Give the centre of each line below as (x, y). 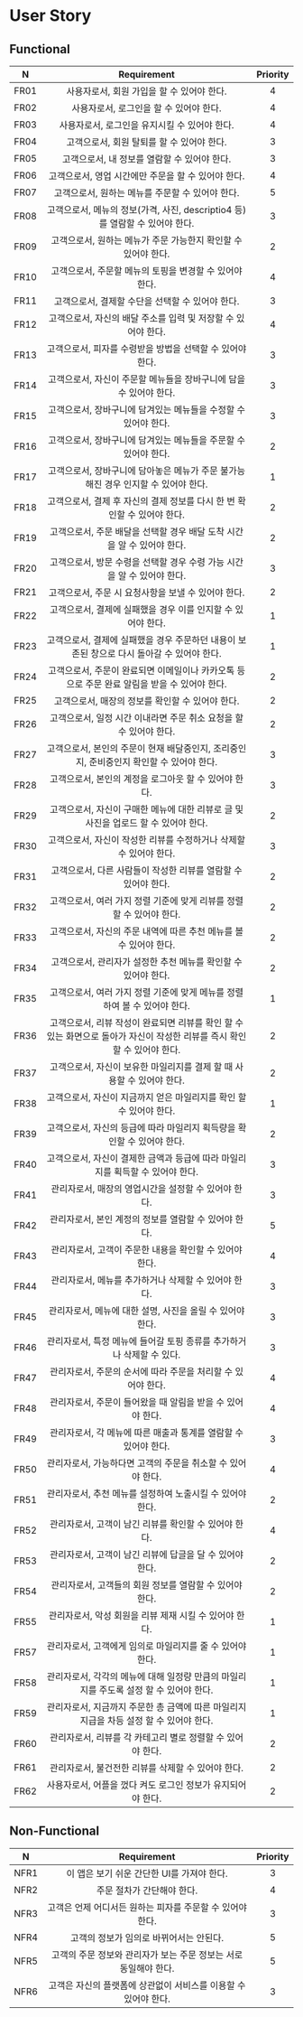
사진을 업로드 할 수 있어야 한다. (147, 823)
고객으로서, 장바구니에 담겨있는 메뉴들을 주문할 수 (147, 440)
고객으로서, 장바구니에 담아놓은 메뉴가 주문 (133, 471)
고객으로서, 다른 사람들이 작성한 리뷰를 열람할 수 (147, 870)
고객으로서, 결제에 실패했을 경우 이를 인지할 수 (141, 609)
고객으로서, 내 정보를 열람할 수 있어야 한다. (147, 159)
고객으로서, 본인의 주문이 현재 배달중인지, (129, 748)
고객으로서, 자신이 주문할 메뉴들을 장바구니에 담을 (147, 379)
